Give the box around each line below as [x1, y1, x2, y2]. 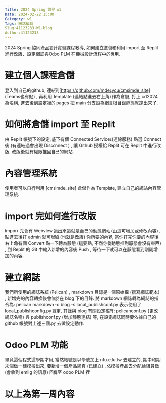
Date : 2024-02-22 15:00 [5, 12, 55, 17]
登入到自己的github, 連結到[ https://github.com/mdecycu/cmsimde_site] [5, 87, 150, 93]
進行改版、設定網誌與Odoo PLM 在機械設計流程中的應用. [5, 51, 120, 57]
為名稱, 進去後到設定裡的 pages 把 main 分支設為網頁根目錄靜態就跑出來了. [5, 100, 158, 106]
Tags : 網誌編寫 [5, 21, 34, 26]
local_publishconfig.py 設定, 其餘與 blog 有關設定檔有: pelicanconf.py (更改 [5, 308, 158, 314]
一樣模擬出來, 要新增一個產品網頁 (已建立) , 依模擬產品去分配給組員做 [18, 363, 160, 369]
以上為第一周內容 [5, 388, 75, 400]
